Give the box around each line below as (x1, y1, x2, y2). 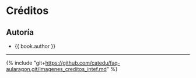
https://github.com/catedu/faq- (45, 59, 121, 66)
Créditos (6, 4, 49, 17)
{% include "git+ (6, 59, 45, 66)
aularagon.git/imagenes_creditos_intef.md (6, 66, 107, 72)
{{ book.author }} (14, 42, 56, 49)
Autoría (6, 27, 34, 37)
